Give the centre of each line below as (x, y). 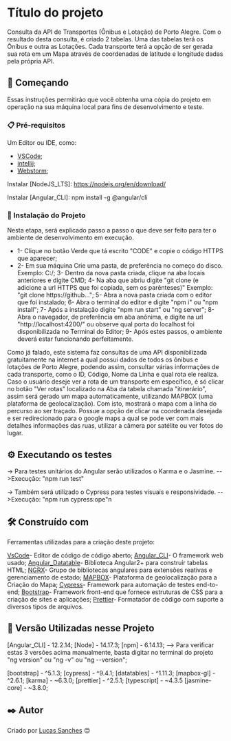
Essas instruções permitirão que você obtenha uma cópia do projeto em (109, 99)
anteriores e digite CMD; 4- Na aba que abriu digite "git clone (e (108, 280)
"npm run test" (63, 479)
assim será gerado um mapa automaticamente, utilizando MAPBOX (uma (110, 396)
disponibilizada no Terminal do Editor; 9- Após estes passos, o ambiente (120, 332)
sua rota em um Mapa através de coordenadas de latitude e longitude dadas (115, 54)
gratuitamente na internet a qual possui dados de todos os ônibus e (103, 359)
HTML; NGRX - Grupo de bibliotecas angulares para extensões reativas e (110, 570)
